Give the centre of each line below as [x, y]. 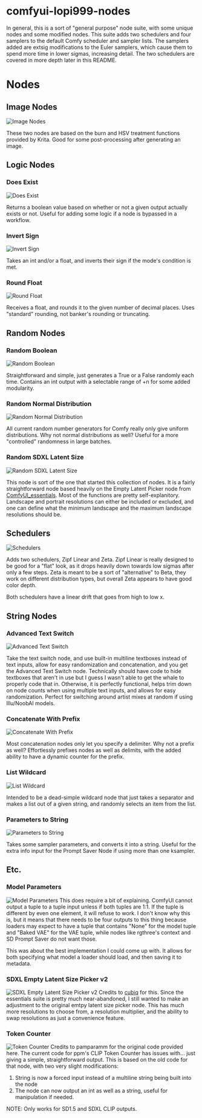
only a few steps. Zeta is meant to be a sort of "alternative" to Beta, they [96, 573]
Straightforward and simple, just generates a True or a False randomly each [100, 375]
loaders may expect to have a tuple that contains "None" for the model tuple [101, 926]
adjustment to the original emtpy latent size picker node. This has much [95, 1005]
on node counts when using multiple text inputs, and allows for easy [91, 690]
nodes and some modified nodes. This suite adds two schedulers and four [99, 34]
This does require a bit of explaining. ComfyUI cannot [126, 900]
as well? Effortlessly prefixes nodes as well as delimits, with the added [94, 750]
